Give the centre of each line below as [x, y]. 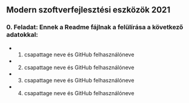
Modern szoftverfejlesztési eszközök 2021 [88, 10]
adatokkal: [22, 35]
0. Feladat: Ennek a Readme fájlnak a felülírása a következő [95, 27]
